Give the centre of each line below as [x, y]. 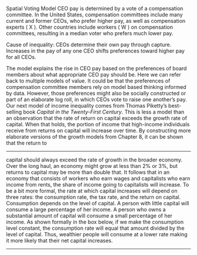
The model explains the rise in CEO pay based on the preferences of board [96, 68]
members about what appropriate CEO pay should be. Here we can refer [94, 75]
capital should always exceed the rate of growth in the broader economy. [94, 160]
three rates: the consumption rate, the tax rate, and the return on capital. [94, 197]
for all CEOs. [21, 57]
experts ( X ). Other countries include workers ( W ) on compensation [90, 27]
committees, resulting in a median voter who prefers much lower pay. [90, 33]
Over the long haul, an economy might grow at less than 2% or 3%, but [92, 166]
